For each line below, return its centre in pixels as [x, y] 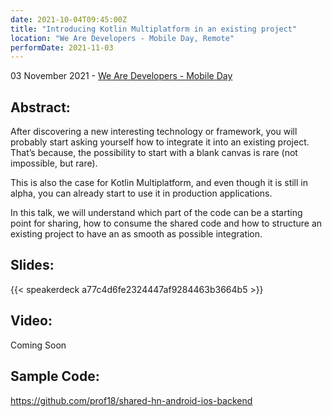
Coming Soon [38, 345]
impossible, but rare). [54, 163]
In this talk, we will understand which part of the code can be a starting [156, 213]
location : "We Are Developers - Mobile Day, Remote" [122, 38]
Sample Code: [55, 376]
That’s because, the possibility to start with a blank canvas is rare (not [154, 153]
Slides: [32, 265]
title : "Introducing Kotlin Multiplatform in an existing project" [154, 29]
